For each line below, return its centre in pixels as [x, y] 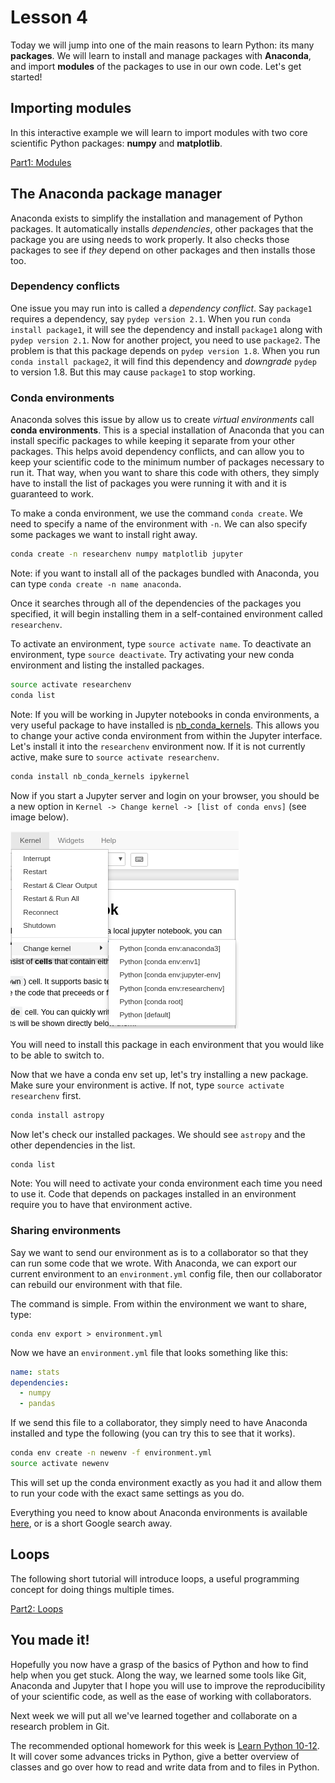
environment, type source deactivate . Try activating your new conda [152, 655]
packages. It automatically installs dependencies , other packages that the [162, 228]
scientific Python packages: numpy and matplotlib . [116, 143]
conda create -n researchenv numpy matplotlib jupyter [127, 554]
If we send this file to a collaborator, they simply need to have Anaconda [159, 1423]
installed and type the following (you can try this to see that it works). [153, 1433]
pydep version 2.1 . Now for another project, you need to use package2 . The [165, 340]
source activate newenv [60, 1464]
